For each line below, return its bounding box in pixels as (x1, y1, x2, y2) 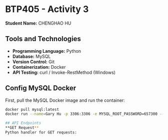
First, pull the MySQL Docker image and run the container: (5, 97, 125, 103)
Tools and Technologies (5, 35, 81, 43)
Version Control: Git (12, 59, 55, 65)
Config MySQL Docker (5, 84, 76, 92)
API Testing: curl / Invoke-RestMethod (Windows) (12, 69, 116, 75)
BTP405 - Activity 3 (5, 4, 89, 15)
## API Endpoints (5, 120, 41, 126)
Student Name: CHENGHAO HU (5, 20, 71, 26)
